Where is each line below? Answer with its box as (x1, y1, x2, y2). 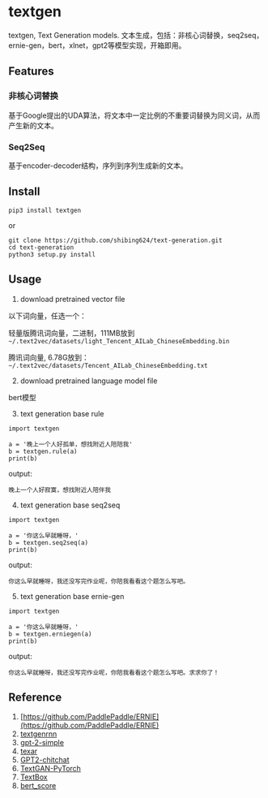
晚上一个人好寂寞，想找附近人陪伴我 (8, 485, 112, 494)
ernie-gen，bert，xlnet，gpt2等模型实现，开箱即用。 (8, 40, 186, 50)
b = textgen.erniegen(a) (8, 630, 92, 638)
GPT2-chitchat (19, 755, 70, 765)
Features (8, 64, 54, 79)
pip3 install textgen (8, 206, 82, 214)
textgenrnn (19, 729, 57, 739)
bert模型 (8, 392, 36, 402)
